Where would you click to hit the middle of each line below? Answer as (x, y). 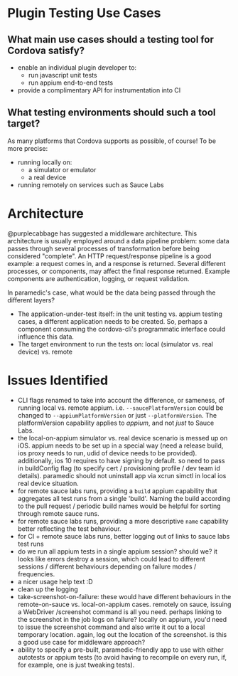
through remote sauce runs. (58, 513)
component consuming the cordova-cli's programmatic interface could (121, 329)
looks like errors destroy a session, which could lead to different (112, 559)
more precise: (28, 148)
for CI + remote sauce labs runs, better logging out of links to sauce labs (124, 536)
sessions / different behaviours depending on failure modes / (107, 566)
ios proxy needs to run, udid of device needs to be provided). (107, 453)
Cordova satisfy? (46, 50)
